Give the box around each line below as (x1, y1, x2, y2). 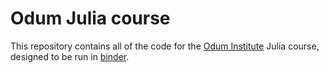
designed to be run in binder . (10, 50, 130, 62)
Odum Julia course (10, 7, 171, 30)
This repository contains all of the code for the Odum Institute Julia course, (10, 40, 320, 52)
